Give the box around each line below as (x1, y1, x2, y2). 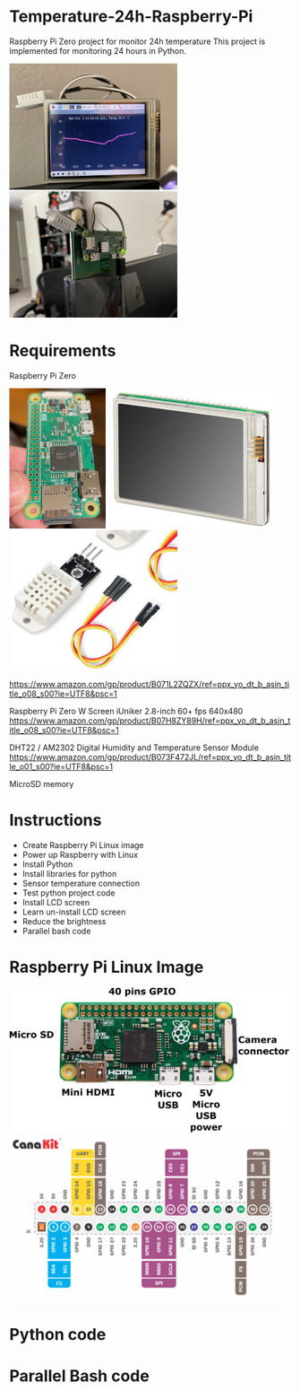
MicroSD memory (9, 778, 74, 789)
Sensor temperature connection (21, 878, 141, 888)
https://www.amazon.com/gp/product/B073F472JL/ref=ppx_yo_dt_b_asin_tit (9, 751, 292, 762)
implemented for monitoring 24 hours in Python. (9, 45, 186, 56)
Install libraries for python (21, 868, 117, 879)
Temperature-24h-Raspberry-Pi (9, 6, 253, 27)
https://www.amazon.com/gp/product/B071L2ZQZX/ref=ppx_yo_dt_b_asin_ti (9, 678, 289, 689)
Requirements (9, 341, 116, 361)
